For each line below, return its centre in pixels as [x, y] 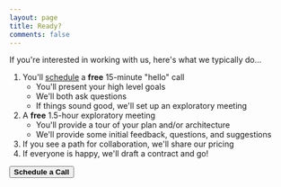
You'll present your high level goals [101, 87]
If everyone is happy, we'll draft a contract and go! [115, 154]
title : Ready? [36, 26]
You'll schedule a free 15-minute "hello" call [103, 77]
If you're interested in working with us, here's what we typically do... [136, 60]
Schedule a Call [42, 172]
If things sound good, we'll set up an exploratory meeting [141, 106]
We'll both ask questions [81, 96]
